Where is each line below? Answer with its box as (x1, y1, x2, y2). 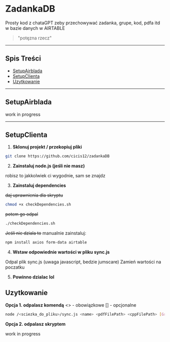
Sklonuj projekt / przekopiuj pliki (12, 144, 82, 150)
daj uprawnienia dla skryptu (5, 192, 63, 199)
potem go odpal (5, 211, 38, 217)
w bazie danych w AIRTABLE (5, 25, 65, 31)
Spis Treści (5, 54, 41, 63)
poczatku (5, 264, 25, 270)
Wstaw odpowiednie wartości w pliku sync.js (12, 249, 110, 255)
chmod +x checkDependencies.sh (5, 202, 71, 207)
